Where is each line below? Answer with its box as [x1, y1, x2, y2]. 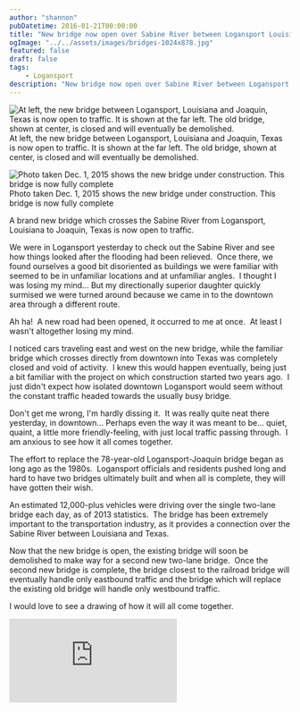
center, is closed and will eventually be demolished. [9, 151, 199, 162]
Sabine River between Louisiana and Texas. [9, 528, 170, 538]
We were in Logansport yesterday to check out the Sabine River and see [9, 242, 275, 252]
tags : [9, 64, 29, 72]
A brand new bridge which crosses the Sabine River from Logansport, [9, 215, 266, 225]
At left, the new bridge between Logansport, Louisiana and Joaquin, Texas [9, 132, 283, 143]
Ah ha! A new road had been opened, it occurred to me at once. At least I [9, 316, 283, 326]
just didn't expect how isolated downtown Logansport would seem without [9, 381, 283, 392]
